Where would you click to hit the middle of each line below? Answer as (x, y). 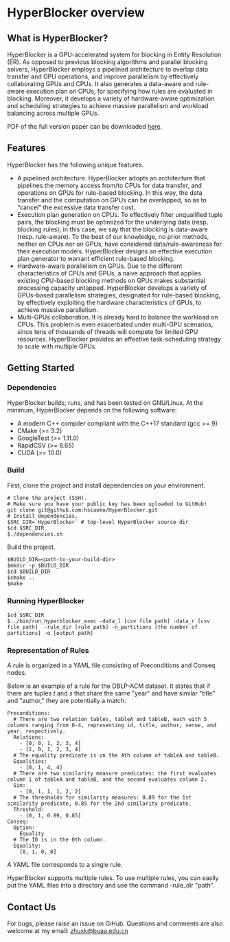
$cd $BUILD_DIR (29, 572)
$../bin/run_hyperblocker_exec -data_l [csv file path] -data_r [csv (109, 621)
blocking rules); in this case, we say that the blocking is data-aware (112, 229)
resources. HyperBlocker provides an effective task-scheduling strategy (119, 339)
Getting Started (41, 368)
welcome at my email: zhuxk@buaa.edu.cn (68, 931)
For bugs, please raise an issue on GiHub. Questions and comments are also (115, 923)
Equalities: (31, 762)
